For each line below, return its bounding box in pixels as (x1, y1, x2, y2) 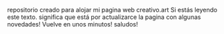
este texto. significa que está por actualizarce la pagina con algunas (7, 13, 201, 21)
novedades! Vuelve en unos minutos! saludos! (7, 20, 138, 28)
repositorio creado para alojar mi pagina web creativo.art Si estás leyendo (7, 6, 218, 14)
